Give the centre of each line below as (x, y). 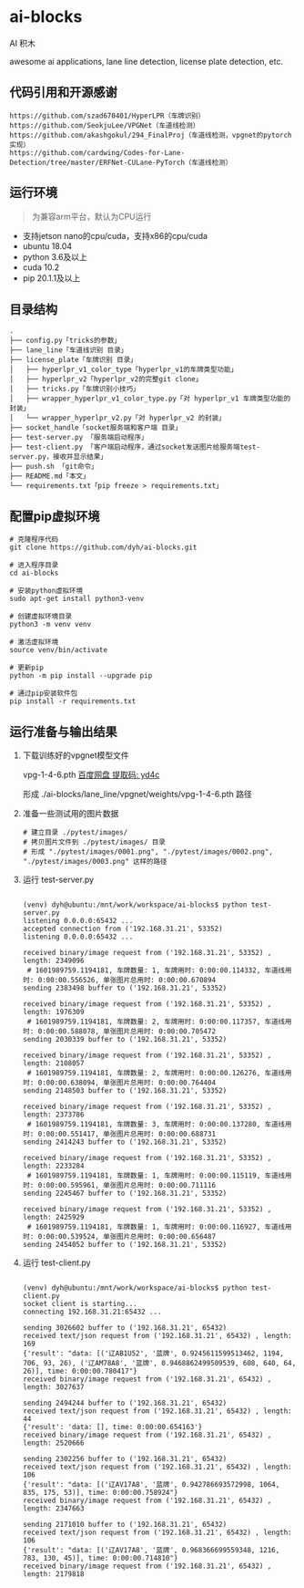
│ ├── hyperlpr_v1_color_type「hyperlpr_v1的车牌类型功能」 (124, 370)
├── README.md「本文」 (50, 476)
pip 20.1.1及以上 (51, 278)
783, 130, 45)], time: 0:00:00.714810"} (100, 1558)
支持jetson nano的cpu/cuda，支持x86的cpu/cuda (115, 235)
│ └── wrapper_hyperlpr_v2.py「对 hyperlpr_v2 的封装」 (117, 418)
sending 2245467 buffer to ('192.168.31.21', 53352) (125, 1193)
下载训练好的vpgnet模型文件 (76, 755)
